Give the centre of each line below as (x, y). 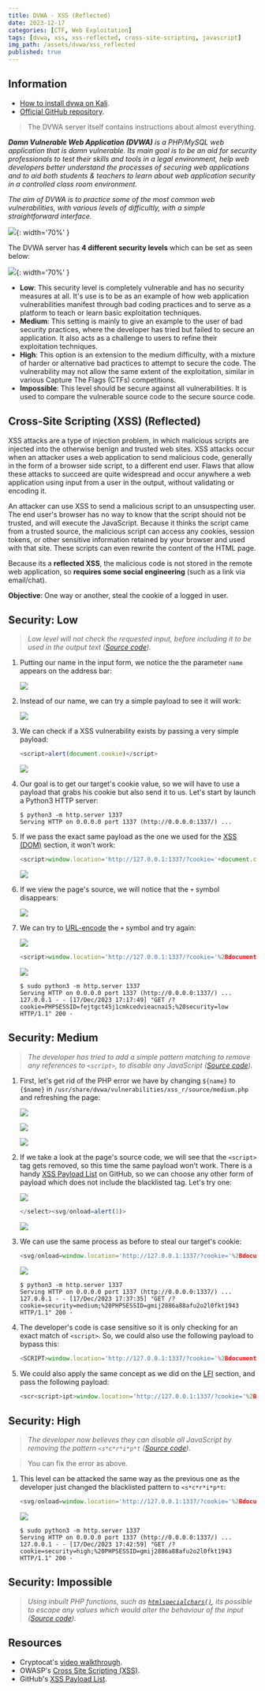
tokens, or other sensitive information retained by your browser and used (127, 539)
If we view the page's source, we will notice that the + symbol (119, 889)
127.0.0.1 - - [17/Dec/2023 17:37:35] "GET (92, 1299)
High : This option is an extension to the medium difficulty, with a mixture (137, 354)
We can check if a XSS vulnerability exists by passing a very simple (129, 731)
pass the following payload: (64, 1382)
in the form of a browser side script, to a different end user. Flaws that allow (131, 466)
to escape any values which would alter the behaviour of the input (135, 1610)
